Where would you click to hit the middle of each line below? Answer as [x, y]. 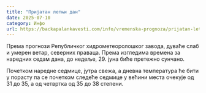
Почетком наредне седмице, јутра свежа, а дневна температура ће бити [103, 71]
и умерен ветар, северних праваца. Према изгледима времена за [93, 53]
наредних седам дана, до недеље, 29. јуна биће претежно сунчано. [96, 59]
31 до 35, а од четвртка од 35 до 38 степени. [65, 84]
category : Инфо [26, 23]
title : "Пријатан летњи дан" [44, 12]
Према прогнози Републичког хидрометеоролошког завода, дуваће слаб [103, 46]
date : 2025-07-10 [29, 18]
